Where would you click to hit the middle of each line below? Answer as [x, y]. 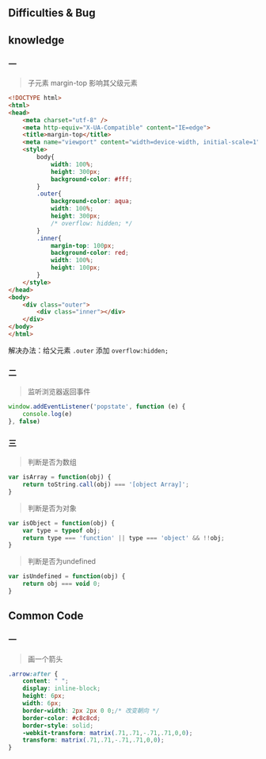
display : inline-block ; [62, 689]
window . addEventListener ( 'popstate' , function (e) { [97, 407]
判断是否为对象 [52, 508]
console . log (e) [47, 414]
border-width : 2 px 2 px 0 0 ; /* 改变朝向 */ [91, 711]
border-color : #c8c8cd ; [62, 718]
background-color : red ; [89, 253]
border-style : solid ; [58, 726]
